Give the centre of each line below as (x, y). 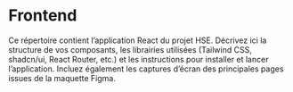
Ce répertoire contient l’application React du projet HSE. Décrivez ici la (138, 40)
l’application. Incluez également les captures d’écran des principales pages (146, 69)
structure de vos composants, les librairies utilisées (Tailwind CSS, (130, 49)
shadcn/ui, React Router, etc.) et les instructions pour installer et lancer (138, 59)
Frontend (43, 16)
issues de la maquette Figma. (62, 78)
